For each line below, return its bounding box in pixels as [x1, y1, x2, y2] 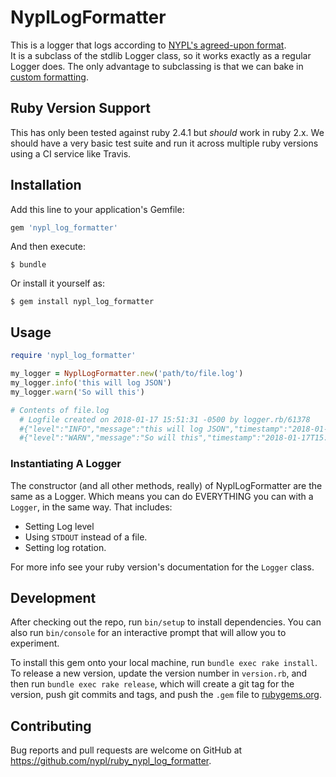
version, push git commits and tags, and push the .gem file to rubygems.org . [10, 689, 323, 701]
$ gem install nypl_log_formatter [10, 297, 155, 307]
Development [10, 589, 97, 606]
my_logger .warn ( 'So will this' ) [10, 387, 145, 397]
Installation [10, 177, 82, 194]
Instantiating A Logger [10, 457, 122, 471]
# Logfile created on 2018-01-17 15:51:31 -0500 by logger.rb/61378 [19, 414, 311, 425]
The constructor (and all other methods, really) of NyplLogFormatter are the [10, 479, 323, 491]
